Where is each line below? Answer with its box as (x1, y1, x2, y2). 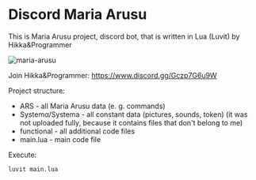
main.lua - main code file (19, 134, 101, 144)
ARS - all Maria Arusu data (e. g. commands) (19, 101, 166, 111)
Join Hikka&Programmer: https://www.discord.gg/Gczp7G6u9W (8, 70, 217, 80)
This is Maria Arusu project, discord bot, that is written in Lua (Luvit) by (8, 32, 240, 41)
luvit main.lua (8, 165, 59, 173)
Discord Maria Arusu (8, 6, 147, 24)
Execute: (8, 150, 37, 159)
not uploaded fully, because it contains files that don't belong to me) (19, 118, 243, 127)
